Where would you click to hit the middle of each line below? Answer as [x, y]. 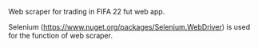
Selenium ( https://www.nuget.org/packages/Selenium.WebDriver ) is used [129, 27]
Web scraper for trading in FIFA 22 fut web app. [87, 12]
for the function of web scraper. [61, 36]
